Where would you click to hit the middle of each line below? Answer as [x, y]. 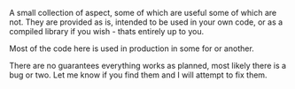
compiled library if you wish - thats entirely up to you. [107, 31]
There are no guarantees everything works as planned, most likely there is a [147, 66]
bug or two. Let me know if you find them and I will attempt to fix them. [138, 75]
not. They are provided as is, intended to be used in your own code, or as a [146, 22]
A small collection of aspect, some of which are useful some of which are [143, 13]
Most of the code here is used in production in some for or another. [132, 48]
